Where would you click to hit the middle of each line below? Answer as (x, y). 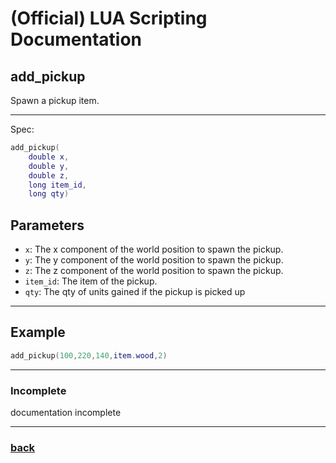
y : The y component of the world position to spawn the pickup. (154, 260)
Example (38, 332)
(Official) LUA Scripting (109, 18)
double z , (49, 175)
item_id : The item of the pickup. (91, 281)
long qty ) (49, 194)
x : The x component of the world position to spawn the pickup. (154, 249)
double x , (49, 157)
